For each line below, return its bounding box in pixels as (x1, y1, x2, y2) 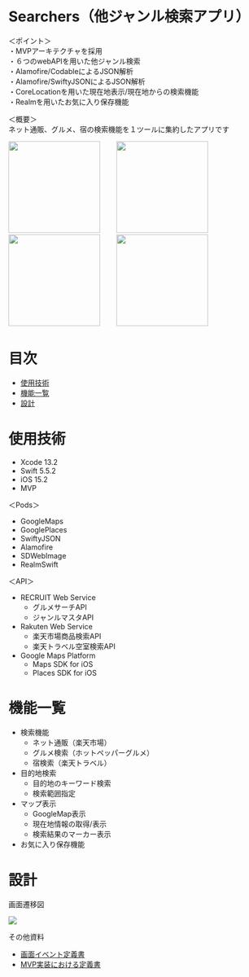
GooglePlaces (20, 524, 68, 534)
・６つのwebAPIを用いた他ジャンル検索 (8, 56, 141, 66)
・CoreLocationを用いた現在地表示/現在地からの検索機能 (8, 86, 199, 96)
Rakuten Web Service (20, 621, 94, 631)
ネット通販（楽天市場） (32, 738, 111, 747)
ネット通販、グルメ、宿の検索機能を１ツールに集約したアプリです (8, 124, 229, 134)
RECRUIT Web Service (20, 592, 96, 602)
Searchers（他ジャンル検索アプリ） (8, 7, 243, 26)
